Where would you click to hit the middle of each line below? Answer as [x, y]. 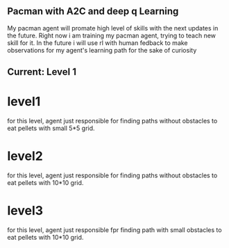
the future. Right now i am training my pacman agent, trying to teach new [112, 35]
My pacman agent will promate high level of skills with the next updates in [113, 28]
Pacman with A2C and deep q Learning [93, 11]
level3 [25, 211]
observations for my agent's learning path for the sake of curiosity [102, 50]
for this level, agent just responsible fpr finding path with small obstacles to [114, 230]
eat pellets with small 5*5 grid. [51, 128]
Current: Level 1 [42, 72]
